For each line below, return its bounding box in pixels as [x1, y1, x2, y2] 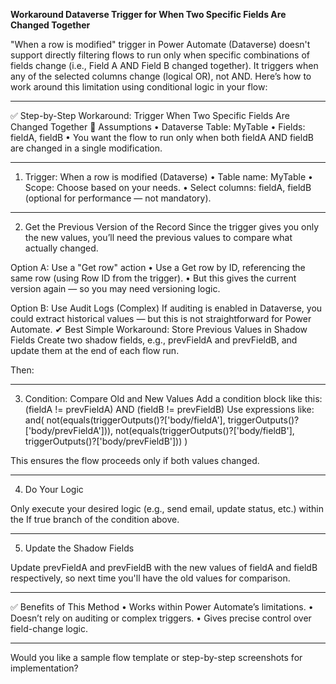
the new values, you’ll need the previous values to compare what [24, 232, 293, 243]
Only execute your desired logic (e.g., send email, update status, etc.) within [10, 503, 324, 514]
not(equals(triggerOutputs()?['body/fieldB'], [115, 425, 295, 436]
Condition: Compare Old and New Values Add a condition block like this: [24, 393, 323, 404]
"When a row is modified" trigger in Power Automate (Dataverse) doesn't [10, 39, 311, 50]
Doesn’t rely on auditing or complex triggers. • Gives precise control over [10, 612, 312, 624]
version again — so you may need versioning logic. [10, 283, 221, 294]
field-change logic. [10, 623, 89, 634]
